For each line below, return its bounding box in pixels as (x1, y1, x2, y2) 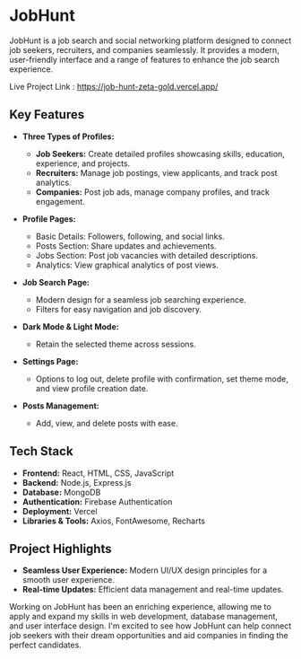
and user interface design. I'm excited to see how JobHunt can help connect (9, 620, 292, 631)
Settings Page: (21, 356, 79, 366)
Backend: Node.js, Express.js (21, 477, 132, 488)
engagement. (35, 196, 85, 206)
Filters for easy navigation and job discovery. (35, 303, 202, 314)
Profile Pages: (21, 213, 76, 224)
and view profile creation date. (35, 382, 149, 393)
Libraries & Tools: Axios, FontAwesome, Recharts (21, 515, 206, 526)
